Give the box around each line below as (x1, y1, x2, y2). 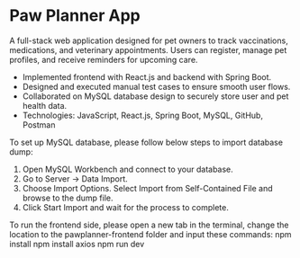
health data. (22, 100, 68, 111)
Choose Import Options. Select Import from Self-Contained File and (22, 182, 273, 193)
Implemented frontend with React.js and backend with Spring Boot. (22, 71, 272, 82)
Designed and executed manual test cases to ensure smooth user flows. (22, 81, 291, 92)
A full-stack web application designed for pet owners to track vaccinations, (9, 35, 288, 46)
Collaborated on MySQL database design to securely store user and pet (22, 91, 289, 102)
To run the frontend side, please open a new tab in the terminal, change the (9, 219, 290, 230)
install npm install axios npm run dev (9, 238, 145, 249)
